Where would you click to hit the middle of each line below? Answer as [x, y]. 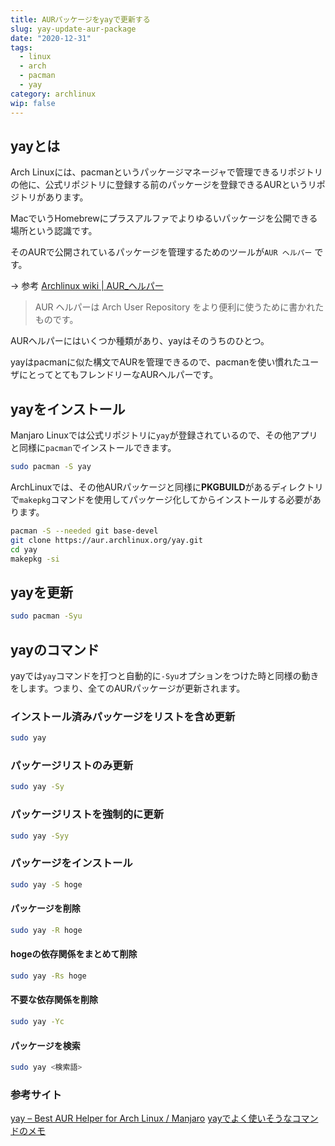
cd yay [24, 549]
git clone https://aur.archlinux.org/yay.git [106, 540]
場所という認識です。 [54, 231]
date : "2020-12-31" [51, 38]
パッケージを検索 [45, 1045]
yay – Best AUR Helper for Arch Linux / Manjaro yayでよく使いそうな [151, 1118]
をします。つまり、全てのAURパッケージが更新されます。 [128, 688]
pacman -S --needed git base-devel [84, 531]
